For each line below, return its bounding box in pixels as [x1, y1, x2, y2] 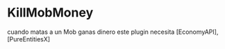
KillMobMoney [7, 5, 94, 21]
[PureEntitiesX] [7, 35, 51, 43]
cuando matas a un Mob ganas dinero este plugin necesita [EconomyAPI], [7, 28, 219, 36]
